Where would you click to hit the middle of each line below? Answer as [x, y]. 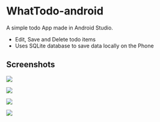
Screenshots [31, 65]
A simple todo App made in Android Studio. [60, 28]
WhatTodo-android [55, 11]
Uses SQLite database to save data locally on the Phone [85, 46]
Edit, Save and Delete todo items [55, 39]
